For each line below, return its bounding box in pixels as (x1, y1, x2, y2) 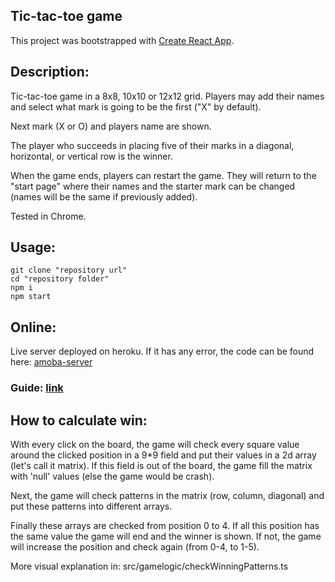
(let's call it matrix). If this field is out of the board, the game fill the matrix (10, 459, 313, 471)
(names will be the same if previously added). (10, 190, 198, 203)
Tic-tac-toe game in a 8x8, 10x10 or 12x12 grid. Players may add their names (10, 90, 325, 102)
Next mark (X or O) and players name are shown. (10, 120, 212, 132)
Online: (10, 319, 57, 336)
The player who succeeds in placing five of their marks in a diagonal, (10, 139, 295, 151)
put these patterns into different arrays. (10, 500, 173, 512)
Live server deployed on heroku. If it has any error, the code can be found (10, 345, 315, 358)
